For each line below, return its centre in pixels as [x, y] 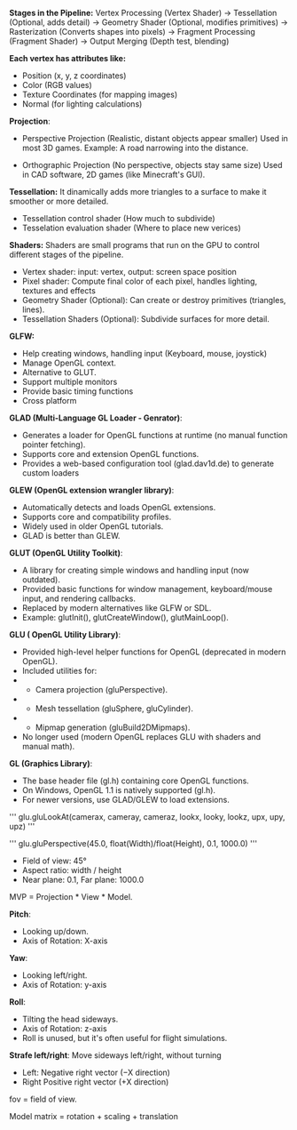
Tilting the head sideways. [70, 1019]
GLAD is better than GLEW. [71, 536]
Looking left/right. [55, 975]
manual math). [48, 746]
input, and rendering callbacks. [78, 598]
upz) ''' [22, 826]
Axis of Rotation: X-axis [65, 941]
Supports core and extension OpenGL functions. [110, 454]
